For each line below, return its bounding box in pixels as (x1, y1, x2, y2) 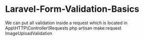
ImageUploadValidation (5, 30, 53, 36)
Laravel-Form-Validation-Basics (5, 3, 140, 15)
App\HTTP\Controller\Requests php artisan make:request (5, 25, 122, 31)
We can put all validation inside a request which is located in (5, 20, 128, 26)
